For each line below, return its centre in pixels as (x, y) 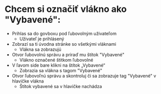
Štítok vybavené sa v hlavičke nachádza (60, 86)
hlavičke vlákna (28, 81)
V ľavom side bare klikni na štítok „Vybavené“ (58, 65)
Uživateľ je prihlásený (42, 39)
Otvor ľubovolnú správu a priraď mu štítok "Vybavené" (68, 54)
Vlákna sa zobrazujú (40, 49)
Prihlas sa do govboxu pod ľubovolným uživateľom (64, 33)
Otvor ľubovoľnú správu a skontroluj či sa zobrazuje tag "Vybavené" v (84, 76)
